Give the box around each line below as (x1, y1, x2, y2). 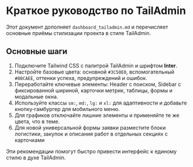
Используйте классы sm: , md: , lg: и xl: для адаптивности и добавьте (14, 99, 187, 106)
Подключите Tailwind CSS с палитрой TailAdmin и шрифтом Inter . (14, 62, 178, 69)
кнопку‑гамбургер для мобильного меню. (14, 105, 120, 112)
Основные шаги (6, 47, 68, 57)
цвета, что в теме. (14, 118, 60, 125)
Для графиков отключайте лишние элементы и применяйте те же (14, 112, 180, 119)
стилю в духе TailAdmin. (6, 154, 66, 161)
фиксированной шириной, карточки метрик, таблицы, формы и (14, 86, 173, 94)
